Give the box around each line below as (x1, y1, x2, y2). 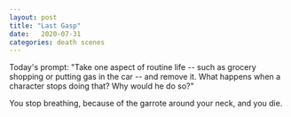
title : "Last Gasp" (9, 21, 82, 30)
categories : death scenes (9, 37, 105, 47)
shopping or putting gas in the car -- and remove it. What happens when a (9, 72, 281, 82)
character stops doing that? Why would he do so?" (9, 81, 194, 91)
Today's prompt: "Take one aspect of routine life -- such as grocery (9, 62, 257, 73)
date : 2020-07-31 (9, 29, 82, 38)
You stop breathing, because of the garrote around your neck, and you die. (9, 98, 283, 109)
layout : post (9, 12, 58, 22)
